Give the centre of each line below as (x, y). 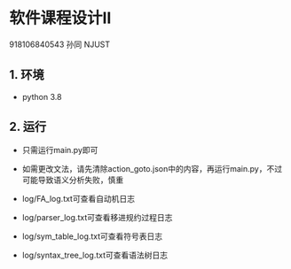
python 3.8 (42, 96)
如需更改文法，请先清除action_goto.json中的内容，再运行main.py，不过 (152, 168)
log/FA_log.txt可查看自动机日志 (79, 198)
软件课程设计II (60, 18)
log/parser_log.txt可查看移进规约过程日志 (97, 217)
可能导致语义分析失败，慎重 (73, 180)
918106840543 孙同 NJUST (60, 44)
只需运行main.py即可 (60, 150)
